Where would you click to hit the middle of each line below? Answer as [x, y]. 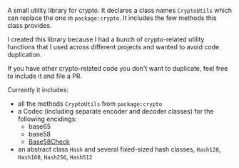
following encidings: [47, 119]
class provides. [30, 25]
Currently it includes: [38, 90]
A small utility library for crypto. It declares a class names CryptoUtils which [120, 10]
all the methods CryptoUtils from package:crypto [90, 104]
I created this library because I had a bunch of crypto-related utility [106, 39]
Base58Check [49, 142]
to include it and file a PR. [45, 76]
